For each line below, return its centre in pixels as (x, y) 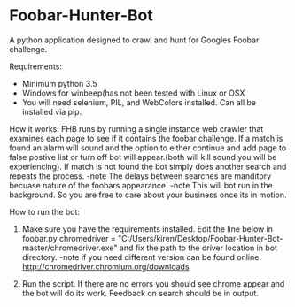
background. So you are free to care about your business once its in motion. (148, 195)
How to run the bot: (45, 211)
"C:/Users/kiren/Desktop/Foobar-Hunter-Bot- (201, 238)
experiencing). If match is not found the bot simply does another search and (148, 166)
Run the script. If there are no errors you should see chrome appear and (153, 283)
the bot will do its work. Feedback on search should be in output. (140, 293)
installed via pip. (52, 111)
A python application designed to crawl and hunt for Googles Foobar (134, 40)
